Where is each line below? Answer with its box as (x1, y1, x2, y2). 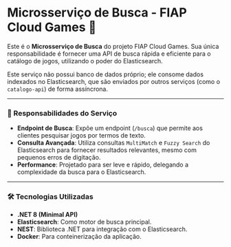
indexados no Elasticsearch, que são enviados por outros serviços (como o (7, 77, 221, 85)
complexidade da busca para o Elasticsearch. (16, 168, 146, 176)
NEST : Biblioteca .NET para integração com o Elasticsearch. (16, 225, 188, 233)
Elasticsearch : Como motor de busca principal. (16, 217, 152, 226)
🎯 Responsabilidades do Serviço (7, 108, 118, 118)
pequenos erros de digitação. (16, 153, 101, 162)
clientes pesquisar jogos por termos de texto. (16, 131, 146, 140)
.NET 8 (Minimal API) (16, 210, 78, 218)
